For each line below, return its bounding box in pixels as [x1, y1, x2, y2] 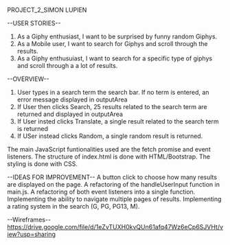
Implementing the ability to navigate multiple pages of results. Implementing [7, 195, 222, 203]
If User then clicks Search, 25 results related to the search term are [16, 103, 207, 110]
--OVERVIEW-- [7, 75, 49, 83]
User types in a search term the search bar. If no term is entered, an [16, 89, 209, 96]
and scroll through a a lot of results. [16, 62, 118, 69]
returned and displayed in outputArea [16, 110, 124, 118]
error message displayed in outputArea [16, 95, 128, 104]
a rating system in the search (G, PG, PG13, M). [7, 202, 140, 210]
